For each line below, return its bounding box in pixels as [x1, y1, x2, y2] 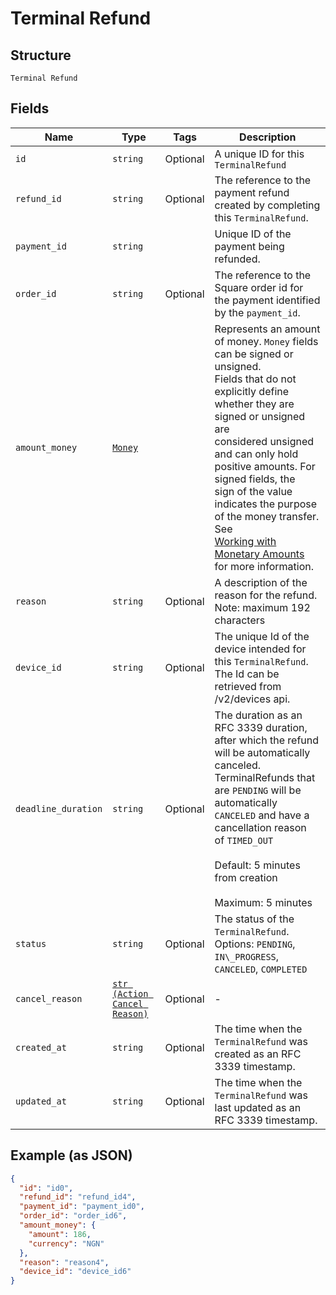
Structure [10, 47, 72, 64]
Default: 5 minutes [214, 858, 301, 872]
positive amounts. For [214, 459, 316, 473]
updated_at [15, 1095, 67, 1107]
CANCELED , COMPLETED [214, 962, 308, 976]
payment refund [214, 185, 290, 199]
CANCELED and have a [214, 808, 310, 822]
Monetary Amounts [214, 547, 305, 561]
